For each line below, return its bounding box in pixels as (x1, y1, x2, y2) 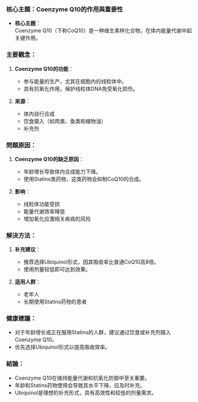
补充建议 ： (14, 246, 41, 253)
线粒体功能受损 (23, 200, 60, 207)
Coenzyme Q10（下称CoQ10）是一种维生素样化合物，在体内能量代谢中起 (14, 27, 192, 34)
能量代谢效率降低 (23, 207, 65, 215)
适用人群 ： (14, 278, 41, 285)
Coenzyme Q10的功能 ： (14, 65, 74, 72)
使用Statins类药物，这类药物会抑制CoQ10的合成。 (23, 175, 144, 182)
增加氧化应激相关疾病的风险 (23, 215, 91, 222)
